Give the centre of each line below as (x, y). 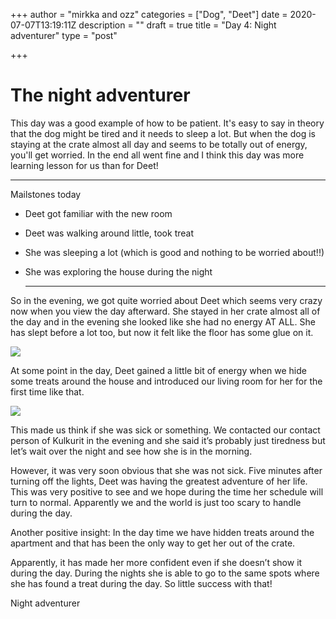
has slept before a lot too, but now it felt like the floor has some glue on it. (162, 332)
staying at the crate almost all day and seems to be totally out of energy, (159, 144)
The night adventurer (100, 95)
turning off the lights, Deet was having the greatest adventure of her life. (159, 481)
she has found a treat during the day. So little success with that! (141, 583)
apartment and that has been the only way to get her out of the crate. (153, 543)
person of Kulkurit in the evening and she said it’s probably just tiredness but (168, 440)
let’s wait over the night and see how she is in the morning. (131, 451)
